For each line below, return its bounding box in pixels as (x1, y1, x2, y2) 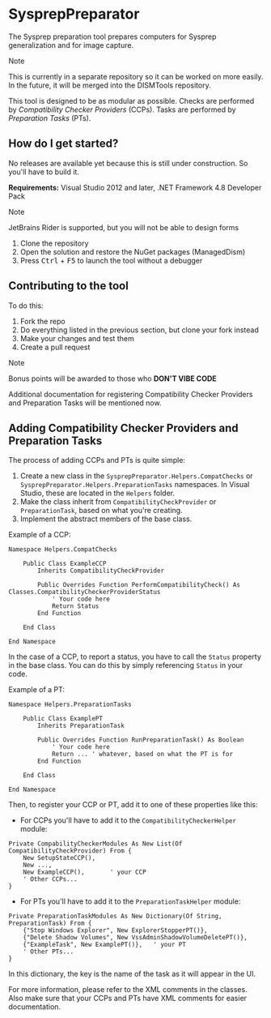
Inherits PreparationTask (37, 722, 125, 730)
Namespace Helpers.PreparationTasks (8, 700, 132, 709)
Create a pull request (19, 342, 91, 352)
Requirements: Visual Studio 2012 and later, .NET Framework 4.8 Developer (8, 182, 262, 192)
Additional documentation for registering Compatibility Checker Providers (8, 389, 253, 399)
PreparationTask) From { (8, 919, 92, 928)
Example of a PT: (8, 685, 66, 695)
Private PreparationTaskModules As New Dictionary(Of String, (8, 913, 222, 921)
